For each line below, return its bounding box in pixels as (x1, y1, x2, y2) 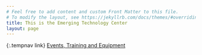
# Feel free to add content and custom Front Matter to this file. (6, 8, 179, 15)
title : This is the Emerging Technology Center (6, 20, 128, 26)
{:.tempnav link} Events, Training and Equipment (6, 42, 126, 49)
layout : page (6, 25, 39, 32)
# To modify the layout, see (6, 14, 79, 20)
